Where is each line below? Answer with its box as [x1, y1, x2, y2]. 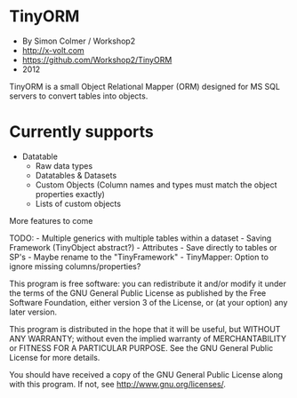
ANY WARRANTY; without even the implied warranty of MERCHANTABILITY [9, 333, 287, 344]
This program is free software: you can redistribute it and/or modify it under [9, 278, 286, 289]
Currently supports [9, 122, 154, 142]
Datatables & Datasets [35, 170, 117, 180]
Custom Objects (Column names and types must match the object [35, 179, 277, 190]
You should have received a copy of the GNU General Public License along [9, 369, 283, 379]
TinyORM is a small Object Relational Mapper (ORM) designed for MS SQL [9, 81, 280, 92]
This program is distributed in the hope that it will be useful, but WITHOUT [9, 323, 281, 334]
